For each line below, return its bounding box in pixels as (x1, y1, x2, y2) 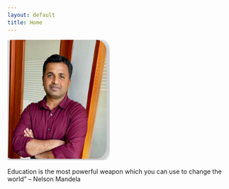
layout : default (7, 11, 55, 18)
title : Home (7, 18, 43, 26)
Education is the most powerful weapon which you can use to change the (7, 167, 222, 176)
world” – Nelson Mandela (7, 174, 81, 183)
